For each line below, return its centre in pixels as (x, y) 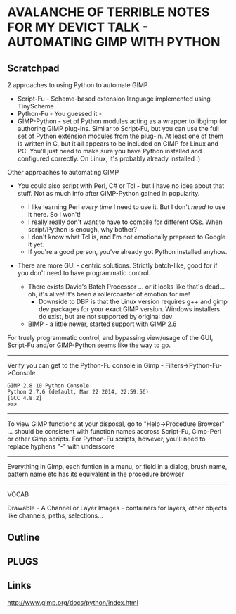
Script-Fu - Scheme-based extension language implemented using (114, 99)
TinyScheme (36, 106)
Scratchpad (33, 68)
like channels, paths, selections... (55, 515)
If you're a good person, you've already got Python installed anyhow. (127, 252)
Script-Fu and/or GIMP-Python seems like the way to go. (89, 345)
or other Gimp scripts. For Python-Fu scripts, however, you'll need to (106, 439)
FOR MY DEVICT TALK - (78, 27)
